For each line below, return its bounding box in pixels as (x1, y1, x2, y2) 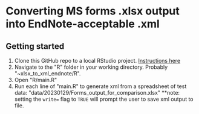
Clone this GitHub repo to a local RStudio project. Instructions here (14, 57, 181, 64)
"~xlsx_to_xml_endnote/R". (14, 70, 81, 77)
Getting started (5, 41, 65, 51)
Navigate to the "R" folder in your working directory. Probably (14, 63, 168, 71)
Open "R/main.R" (14, 77, 57, 83)
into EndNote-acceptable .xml (5, 17, 160, 31)
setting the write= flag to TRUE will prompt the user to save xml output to (14, 95, 194, 103)
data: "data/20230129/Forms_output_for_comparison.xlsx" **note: (14, 89, 180, 96)
